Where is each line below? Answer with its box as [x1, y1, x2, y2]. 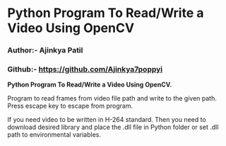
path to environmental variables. [7, 130, 101, 139]
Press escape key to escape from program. [7, 101, 133, 111]
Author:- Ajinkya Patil [7, 45, 83, 55]
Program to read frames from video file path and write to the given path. [7, 94, 217, 103]
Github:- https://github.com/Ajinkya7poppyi [7, 64, 163, 74]
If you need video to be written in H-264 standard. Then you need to [7, 116, 206, 124]
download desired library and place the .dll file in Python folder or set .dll [7, 123, 219, 132]
